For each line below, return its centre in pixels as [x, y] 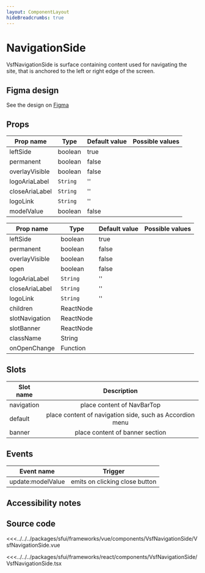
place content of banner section [120, 432]
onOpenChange [32, 348]
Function [73, 348]
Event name [37, 471]
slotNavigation [30, 319]
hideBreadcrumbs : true [35, 18]
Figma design [33, 90]
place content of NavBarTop [120, 405]
